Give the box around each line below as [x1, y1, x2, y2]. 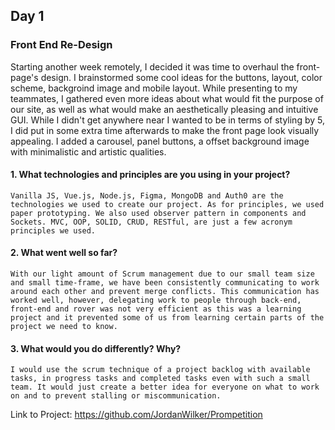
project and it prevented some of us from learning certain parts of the [10, 313, 325, 323]
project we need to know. [10, 322, 118, 332]
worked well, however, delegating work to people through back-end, [10, 295, 302, 306]
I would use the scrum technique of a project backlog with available [10, 365, 311, 375]
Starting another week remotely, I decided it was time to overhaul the [10, 60, 295, 73]
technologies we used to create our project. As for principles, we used [10, 199, 325, 209]
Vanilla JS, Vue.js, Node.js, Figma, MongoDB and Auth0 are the [10, 190, 284, 201]
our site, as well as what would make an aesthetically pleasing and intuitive [10, 103, 319, 115]
